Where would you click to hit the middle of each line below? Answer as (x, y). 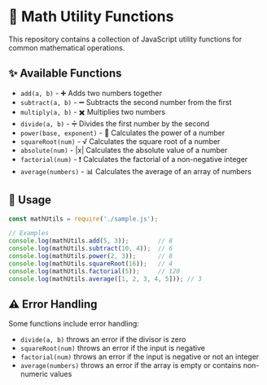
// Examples (28, 234)
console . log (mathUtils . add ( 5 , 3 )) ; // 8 (91, 241)
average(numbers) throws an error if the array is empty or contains (131, 365)
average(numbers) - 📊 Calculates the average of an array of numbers (136, 171)
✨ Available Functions (65, 74)
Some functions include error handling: (74, 324)
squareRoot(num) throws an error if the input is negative (113, 348)
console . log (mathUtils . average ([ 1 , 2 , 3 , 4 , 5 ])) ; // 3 (105, 279)
